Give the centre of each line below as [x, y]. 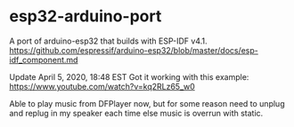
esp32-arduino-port [86, 16]
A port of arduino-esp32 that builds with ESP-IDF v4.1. [108, 41]
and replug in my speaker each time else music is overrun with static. [136, 113]
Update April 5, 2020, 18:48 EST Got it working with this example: [129, 76]
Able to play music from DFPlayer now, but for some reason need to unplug [147, 103]
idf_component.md [44, 60]
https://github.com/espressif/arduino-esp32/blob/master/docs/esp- [134, 50]
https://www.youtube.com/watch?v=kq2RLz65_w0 [102, 86]
